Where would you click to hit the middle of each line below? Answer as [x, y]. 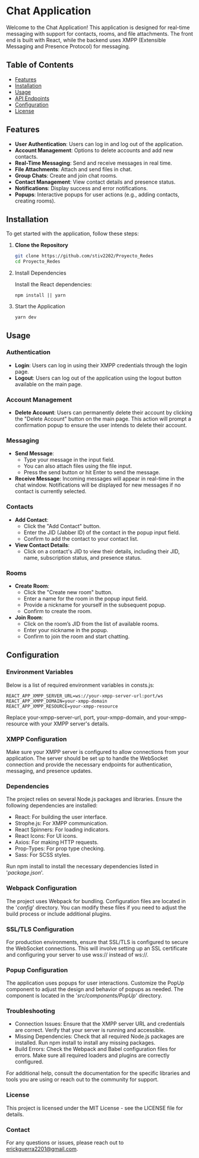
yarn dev [26, 317]
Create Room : [32, 586]
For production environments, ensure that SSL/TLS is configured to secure [97, 942]
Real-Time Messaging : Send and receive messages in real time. [93, 163]
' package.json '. [25, 873]
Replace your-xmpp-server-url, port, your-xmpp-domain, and [81, 717]
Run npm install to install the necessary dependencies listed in [82, 866]
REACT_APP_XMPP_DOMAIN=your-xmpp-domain [57, 701]
